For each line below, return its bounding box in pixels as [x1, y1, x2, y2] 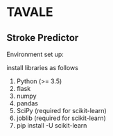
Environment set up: [6, 50, 64, 58]
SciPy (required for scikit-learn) [16, 107, 107, 114]
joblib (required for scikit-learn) [16, 114, 107, 122]
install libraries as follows [6, 64, 79, 71]
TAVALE [6, 4, 53, 20]
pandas [16, 99, 39, 108]
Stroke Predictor [6, 32, 79, 44]
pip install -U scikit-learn [16, 121, 87, 129]
